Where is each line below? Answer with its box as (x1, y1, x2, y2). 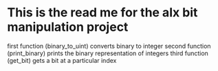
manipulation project (7, 19, 129, 35)
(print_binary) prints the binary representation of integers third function (7, 49, 208, 57)
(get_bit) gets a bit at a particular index (7, 56, 117, 64)
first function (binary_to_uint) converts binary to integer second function (7, 42, 211, 50)
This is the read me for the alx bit (7, 5, 198, 20)
